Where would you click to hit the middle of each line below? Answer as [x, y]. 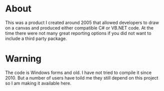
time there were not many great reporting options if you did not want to [78, 33]
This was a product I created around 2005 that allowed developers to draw [82, 22]
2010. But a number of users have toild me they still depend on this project [82, 77]
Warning [23, 59]
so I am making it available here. [38, 83]
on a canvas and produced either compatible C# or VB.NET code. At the [79, 27]
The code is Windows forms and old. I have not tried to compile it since [78, 72]
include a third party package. [36, 38]
